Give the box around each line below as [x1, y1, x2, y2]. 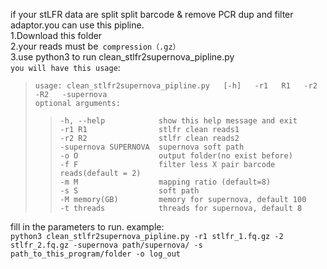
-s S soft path [59, 186, 200, 196]
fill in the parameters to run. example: [10, 221, 165, 233]
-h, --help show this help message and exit [59, 116, 298, 126]
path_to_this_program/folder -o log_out [10, 249, 182, 259]
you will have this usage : [10, 62, 121, 73]
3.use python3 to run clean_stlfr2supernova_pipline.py [10, 51, 235, 63]
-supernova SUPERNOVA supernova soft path [59, 142, 245, 152]
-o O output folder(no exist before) [59, 151, 293, 161]
